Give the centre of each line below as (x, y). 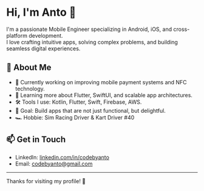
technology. (30, 89)
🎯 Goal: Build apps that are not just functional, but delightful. (90, 110)
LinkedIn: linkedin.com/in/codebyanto (62, 157)
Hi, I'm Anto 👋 (41, 12)
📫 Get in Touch (36, 140)
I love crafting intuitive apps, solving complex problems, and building (92, 42)
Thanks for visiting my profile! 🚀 (46, 181)
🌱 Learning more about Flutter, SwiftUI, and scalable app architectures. (104, 95)
